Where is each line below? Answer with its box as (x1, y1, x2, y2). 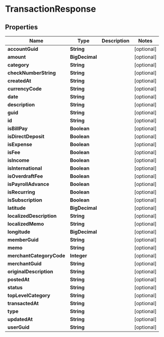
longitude (7, 228, 30, 235)
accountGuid (7, 45, 39, 52)
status (7, 284, 23, 291)
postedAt (7, 276, 30, 283)
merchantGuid (7, 260, 42, 267)
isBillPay (7, 125, 28, 132)
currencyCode (7, 86, 42, 92)
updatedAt (7, 316, 33, 322)
